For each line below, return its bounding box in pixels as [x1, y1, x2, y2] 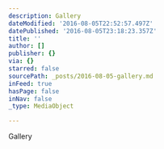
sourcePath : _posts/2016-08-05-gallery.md [8, 72, 153, 80]
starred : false [8, 65, 60, 73]
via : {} [8, 57, 35, 66]
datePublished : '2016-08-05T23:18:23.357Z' [8, 27, 158, 35]
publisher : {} [8, 49, 57, 57]
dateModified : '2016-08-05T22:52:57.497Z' [8, 19, 153, 28]
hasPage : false [8, 87, 60, 96]
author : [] [8, 42, 45, 50]
